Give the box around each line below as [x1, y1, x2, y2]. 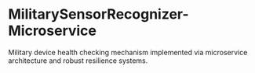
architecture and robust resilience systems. [8, 56, 148, 65]
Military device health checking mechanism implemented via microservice [8, 47, 248, 57]
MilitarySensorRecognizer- [8, 5, 190, 23]
